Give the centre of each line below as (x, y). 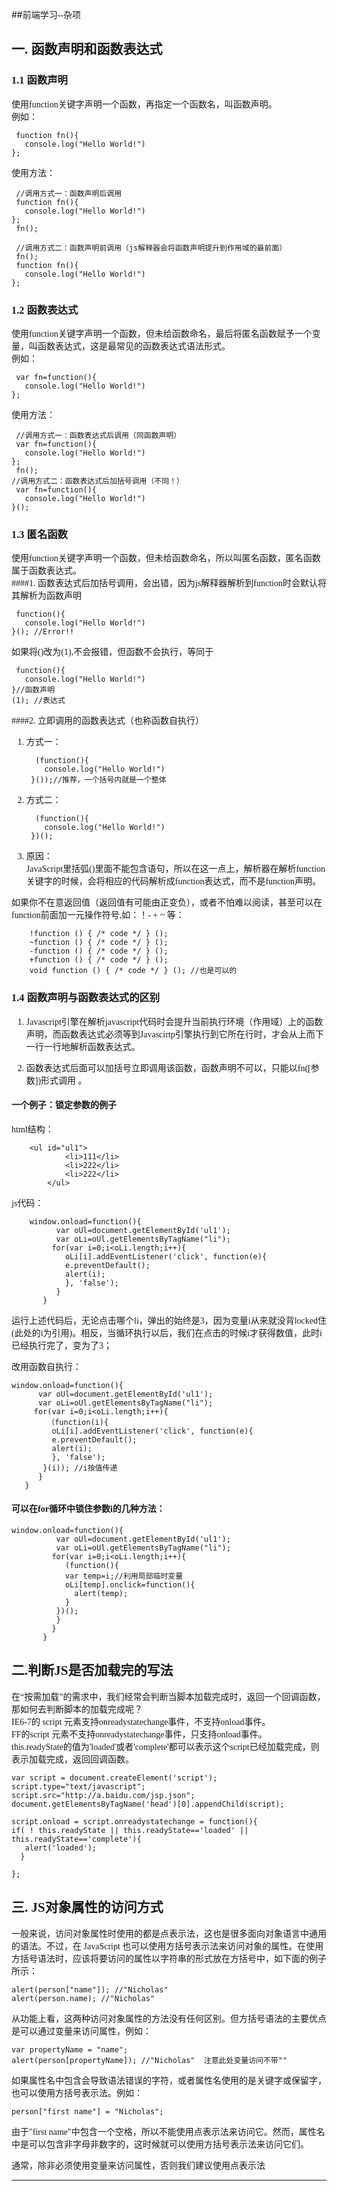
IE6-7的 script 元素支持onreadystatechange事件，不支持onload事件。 (141, 1721)
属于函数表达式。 (46, 571)
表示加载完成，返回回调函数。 (72, 1759)
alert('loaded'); (61, 1848)
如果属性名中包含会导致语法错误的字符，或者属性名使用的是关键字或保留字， (169, 2080)
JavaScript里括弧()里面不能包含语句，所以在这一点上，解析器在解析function (175, 869)
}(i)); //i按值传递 (80, 1468)
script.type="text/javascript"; (78, 1786)
